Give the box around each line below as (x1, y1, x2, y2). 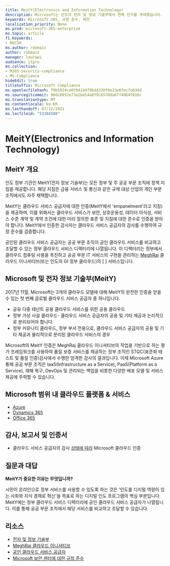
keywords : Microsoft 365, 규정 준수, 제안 (5, 17, 90, 22)
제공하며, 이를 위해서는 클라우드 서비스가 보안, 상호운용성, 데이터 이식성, (10, 209, 153, 216)
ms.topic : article (5, 31, 44, 36)
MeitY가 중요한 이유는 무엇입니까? (5, 476, 73, 482)
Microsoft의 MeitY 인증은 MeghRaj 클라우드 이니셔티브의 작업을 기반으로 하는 (5, 342, 160, 348)
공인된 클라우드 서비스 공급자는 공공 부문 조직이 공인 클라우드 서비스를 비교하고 (5, 239, 161, 245)
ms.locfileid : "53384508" (5, 111, 60, 117)
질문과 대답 (5, 461, 38, 470)
